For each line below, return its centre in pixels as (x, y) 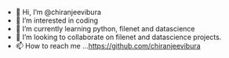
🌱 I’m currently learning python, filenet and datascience (105, 29)
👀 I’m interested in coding (57, 20)
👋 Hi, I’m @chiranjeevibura (58, 12)
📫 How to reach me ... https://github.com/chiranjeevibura (108, 46)
